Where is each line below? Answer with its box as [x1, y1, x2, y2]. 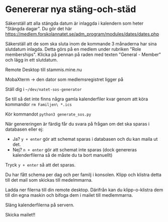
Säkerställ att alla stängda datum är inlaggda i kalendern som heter [5, 20, 144, 26]
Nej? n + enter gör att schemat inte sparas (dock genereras [12, 146, 137, 152]
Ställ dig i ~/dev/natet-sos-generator [5, 86, 82, 92]
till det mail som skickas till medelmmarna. [5, 177, 93, 183]
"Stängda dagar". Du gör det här [5, 25, 72, 31]
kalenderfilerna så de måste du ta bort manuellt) [12, 152, 113, 158]
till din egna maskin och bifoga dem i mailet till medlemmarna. [5, 192, 133, 198]
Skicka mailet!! [5, 211, 36, 217]
